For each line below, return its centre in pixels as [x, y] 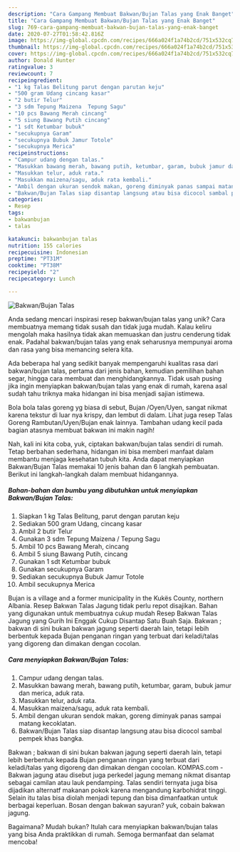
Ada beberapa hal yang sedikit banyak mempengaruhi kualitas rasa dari [113, 363]
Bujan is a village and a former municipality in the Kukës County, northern [116, 598]
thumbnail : [24, 47]
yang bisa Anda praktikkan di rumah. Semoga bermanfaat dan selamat [111, 834]
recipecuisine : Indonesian [48, 252]
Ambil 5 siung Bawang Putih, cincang [73, 554]
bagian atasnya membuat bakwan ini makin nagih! [82, 430]
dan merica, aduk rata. [51, 693]
